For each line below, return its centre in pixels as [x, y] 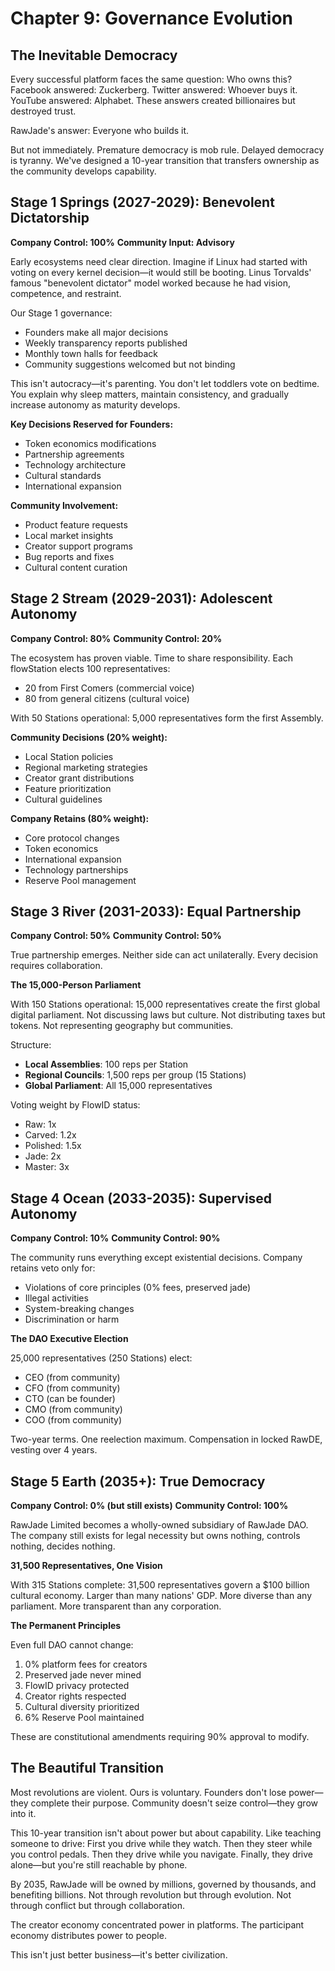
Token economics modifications [90, 443]
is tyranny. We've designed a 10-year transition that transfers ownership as [165, 160]
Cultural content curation [76, 567]
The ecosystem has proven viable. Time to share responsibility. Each [152, 658]
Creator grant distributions [79, 778]
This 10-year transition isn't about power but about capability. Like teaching [166, 1833]
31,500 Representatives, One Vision [86, 1566]
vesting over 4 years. [54, 1450]
